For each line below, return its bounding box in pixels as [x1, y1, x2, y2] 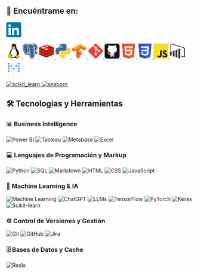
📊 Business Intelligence [6, 120, 78, 129]
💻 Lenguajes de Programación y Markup [6, 151, 127, 159]
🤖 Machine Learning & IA [6, 182, 79, 190]
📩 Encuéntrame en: [6, 6, 79, 16]
